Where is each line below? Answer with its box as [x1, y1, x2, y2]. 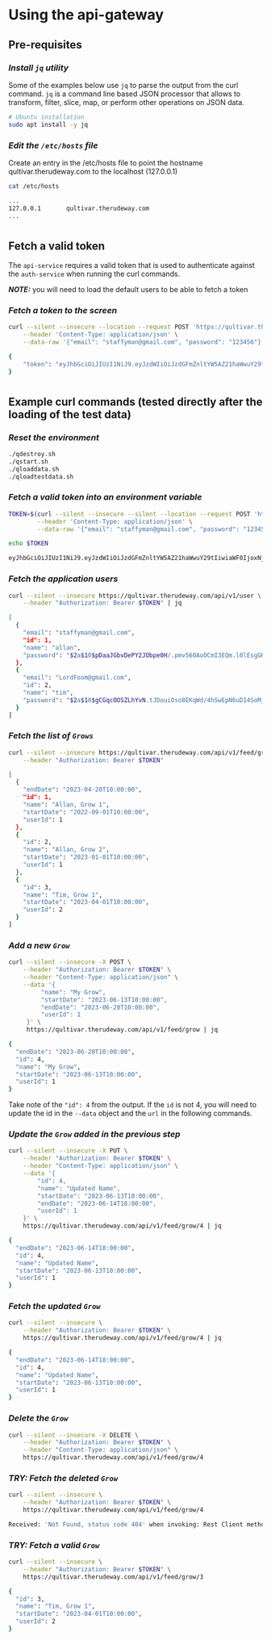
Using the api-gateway [8, 6, 164, 24]
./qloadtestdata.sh [8, 472, 74, 481]
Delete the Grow [8, 1412, 69, 1424]
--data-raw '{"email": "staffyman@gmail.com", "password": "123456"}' [23, 338, 265, 346]
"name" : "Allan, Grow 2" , [23, 846, 110, 854]
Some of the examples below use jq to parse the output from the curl [8, 80, 239, 90]
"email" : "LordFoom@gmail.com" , [23, 674, 131, 682]
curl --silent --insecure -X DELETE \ [8, 1431, 139, 1439]
